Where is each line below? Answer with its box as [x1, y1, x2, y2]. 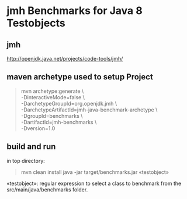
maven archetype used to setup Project [6, 72, 154, 82]
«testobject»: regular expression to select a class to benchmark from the [6, 180, 182, 187]
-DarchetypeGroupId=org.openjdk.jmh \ [20, 100, 117, 107]
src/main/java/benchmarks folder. [6, 186, 88, 193]
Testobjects [6, 16, 66, 30]
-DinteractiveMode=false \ [20, 93, 85, 100]
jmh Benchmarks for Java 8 [6, 4, 143, 18]
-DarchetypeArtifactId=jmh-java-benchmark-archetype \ [20, 106, 158, 113]
